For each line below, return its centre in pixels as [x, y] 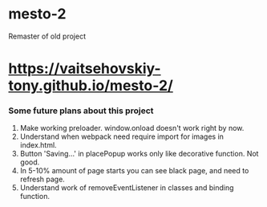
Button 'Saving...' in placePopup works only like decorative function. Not [139, 154]
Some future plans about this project [81, 111]
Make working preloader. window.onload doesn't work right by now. [132, 128]
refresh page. [42, 179]
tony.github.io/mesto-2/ [91, 86]
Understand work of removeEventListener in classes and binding [127, 188]
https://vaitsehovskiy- [85, 69]
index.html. [38, 145]
